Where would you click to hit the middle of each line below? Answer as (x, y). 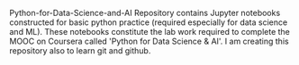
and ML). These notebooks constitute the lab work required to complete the (150, 32)
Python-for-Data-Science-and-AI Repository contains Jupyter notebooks (145, 13)
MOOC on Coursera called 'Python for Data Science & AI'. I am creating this (149, 41)
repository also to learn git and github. (80, 51)
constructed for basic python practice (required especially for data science (149, 22)
